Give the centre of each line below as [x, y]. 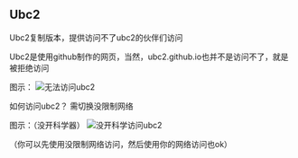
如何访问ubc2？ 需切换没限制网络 [71, 106]
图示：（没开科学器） [47, 125]
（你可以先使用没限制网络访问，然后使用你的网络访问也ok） [121, 144]
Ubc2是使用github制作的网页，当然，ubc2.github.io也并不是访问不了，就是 [149, 57]
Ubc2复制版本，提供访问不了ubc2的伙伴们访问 [96, 37]
